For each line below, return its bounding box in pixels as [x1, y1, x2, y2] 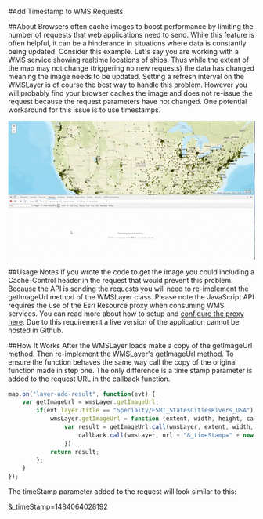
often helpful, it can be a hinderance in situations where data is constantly [8, 38, 247, 48]
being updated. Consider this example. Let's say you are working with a [8, 47, 239, 56]
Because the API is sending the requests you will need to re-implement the [8, 284, 249, 293]
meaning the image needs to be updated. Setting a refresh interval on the [8, 72, 245, 81]
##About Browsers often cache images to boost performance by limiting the [8, 22, 254, 31]
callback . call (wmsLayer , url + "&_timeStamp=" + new [77, 431, 254, 439]
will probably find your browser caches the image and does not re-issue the [8, 89, 253, 97]
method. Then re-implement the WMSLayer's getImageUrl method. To [8, 349, 234, 358]
